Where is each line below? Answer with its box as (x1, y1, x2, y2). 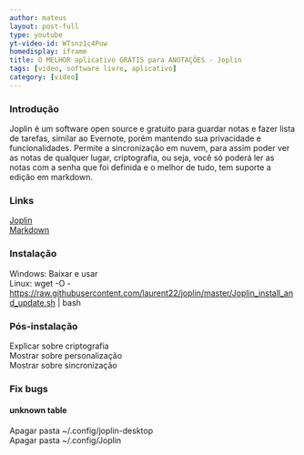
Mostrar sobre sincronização (9, 359, 117, 370)
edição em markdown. (9, 172, 94, 183)
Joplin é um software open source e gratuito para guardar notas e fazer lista (9, 124, 296, 135)
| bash (57, 297, 82, 308)
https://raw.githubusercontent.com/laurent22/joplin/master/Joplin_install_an (9, 288, 294, 298)
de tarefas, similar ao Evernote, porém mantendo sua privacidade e (9, 133, 262, 144)
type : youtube (9, 30, 64, 39)
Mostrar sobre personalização (9, 349, 123, 360)
